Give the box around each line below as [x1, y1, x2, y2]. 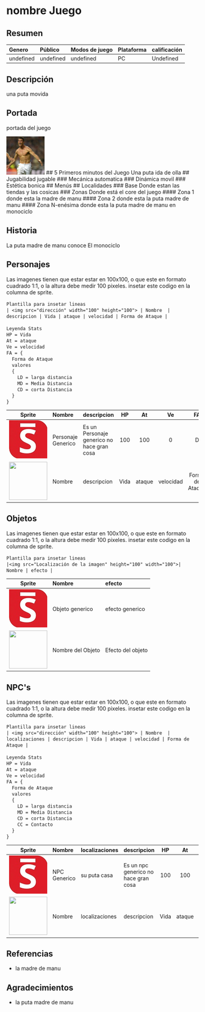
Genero [9, 46, 29, 53]
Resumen [6, 28, 43, 38]
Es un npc [123, 862, 149, 869]
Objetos [6, 513, 37, 524]
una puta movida [6, 90, 49, 98]
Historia [6, 225, 38, 236]
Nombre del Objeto [52, 646, 101, 654]
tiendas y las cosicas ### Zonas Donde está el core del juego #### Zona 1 [6, 188, 194, 195]
